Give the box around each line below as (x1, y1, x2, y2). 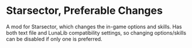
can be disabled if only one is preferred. (6, 35, 102, 42)
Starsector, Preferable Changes (6, 4, 163, 17)
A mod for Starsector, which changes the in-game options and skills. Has (6, 23, 183, 30)
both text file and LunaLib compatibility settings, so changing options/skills (6, 29, 186, 36)
